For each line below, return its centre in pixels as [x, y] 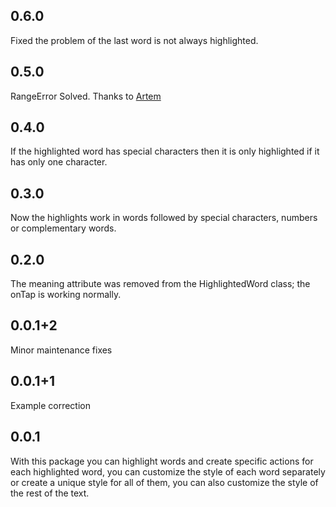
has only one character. [59, 162]
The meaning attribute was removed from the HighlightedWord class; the [160, 284]
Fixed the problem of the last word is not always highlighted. [134, 40]
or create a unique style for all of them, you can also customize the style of [164, 482]
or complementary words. [63, 228]
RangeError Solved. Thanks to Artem [86, 96]
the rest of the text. [50, 493]
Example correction [50, 405]
